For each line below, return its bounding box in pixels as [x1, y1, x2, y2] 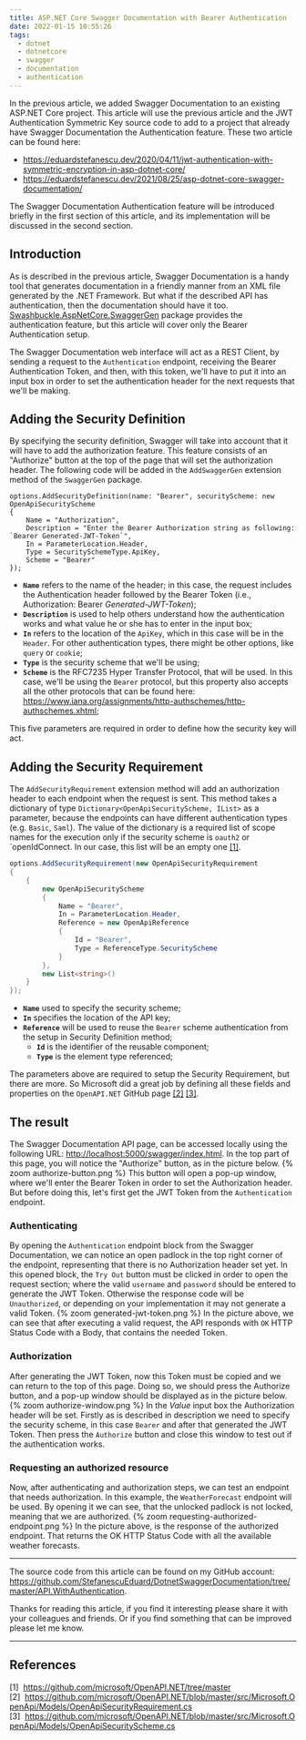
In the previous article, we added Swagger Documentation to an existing [9, 97, 280, 108]
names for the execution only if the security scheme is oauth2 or [9, 832, 250, 843]
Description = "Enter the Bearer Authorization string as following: [25, 524, 296, 533]
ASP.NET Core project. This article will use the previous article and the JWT [9, 107, 294, 118]
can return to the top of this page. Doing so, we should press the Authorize [9, 1380, 291, 1391]
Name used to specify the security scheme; [22, 1003, 181, 1014]
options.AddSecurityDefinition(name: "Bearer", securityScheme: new [9, 492, 275, 501]
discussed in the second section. [9, 220, 134, 230]
